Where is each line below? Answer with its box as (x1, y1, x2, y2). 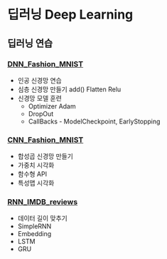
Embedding (17, 230, 52, 238)
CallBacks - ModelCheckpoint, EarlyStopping (28, 117, 161, 126)
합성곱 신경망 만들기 (17, 152, 73, 161)
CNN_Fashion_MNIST (7, 135, 84, 145)
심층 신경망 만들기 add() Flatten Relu (17, 85, 122, 93)
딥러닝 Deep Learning (7, 6, 134, 23)
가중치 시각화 (17, 161, 55, 170)
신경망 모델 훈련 (17, 93, 62, 102)
